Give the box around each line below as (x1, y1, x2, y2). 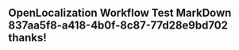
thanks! (8, 31, 48, 44)
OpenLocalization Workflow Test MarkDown (8, 6, 232, 20)
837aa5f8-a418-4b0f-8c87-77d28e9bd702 (8, 19, 229, 33)
